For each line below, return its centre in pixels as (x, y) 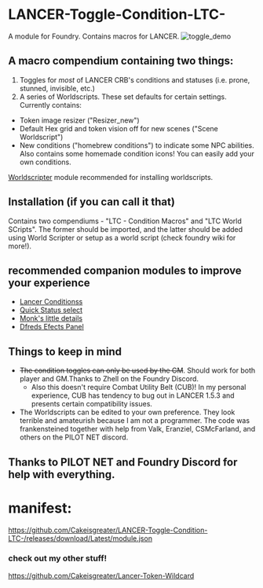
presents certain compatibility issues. (92, 404)
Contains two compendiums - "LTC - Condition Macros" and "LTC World (125, 221)
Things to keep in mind (65, 351)
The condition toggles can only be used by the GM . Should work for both (137, 370)
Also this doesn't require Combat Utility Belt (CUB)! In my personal (139, 388)
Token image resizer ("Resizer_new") (79, 120)
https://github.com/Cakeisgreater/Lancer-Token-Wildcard (101, 575)
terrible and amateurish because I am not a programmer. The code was (134, 421)
